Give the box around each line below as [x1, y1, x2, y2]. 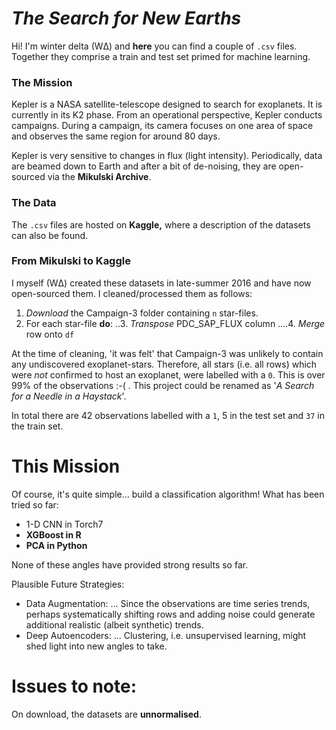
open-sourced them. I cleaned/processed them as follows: [11, 287, 253, 299]
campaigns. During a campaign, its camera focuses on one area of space [11, 120, 314, 132]
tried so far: [11, 498, 59, 511]
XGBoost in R [25, 528, 82, 541]
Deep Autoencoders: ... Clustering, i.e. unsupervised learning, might [25, 629, 307, 641]
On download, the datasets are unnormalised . [11, 708, 202, 720]
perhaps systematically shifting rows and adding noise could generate [25, 608, 316, 620]
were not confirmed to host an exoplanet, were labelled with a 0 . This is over [11, 368, 326, 381]
